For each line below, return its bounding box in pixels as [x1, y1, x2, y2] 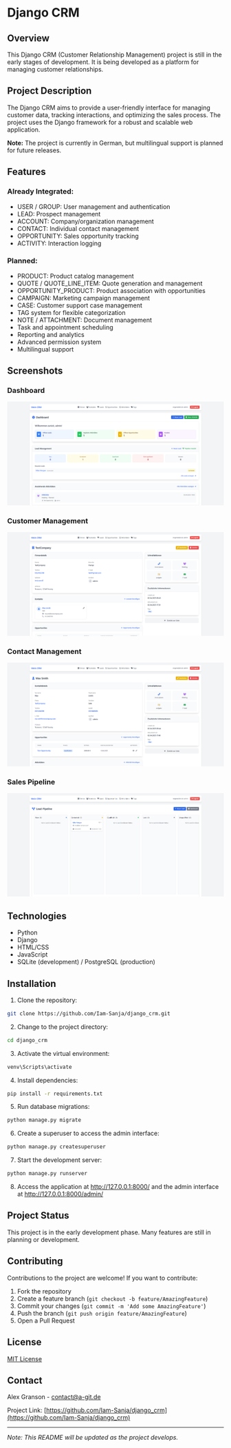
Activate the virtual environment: [16, 1049, 110, 1057]
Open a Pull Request [16, 1316, 76, 1325]
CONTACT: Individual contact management [16, 224, 140, 232]
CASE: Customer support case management [16, 301, 143, 309]
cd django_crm [7, 1037, 48, 1043]
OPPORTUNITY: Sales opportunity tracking [16, 232, 139, 240]
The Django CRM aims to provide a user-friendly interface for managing [7, 103, 211, 112]
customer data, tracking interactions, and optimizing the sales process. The [7, 110, 221, 119]
